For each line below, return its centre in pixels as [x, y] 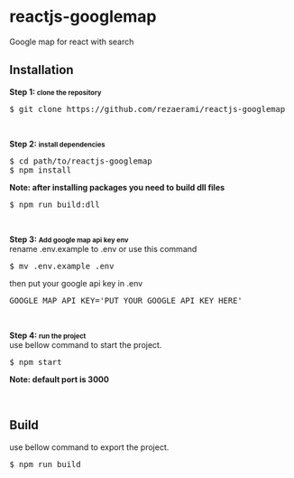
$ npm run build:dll [55, 204]
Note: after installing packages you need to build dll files [117, 187]
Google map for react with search [72, 42]
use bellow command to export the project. [89, 447]
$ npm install [41, 170]
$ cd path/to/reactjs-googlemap [81, 161]
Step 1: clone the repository [55, 91]
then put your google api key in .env [76, 283]
